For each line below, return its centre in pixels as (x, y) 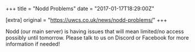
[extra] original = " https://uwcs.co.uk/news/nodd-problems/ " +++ (86, 20)
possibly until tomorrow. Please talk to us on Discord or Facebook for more (97, 38)
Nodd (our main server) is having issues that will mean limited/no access (95, 31)
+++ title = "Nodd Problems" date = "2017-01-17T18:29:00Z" (80, 9)
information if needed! (33, 44)
